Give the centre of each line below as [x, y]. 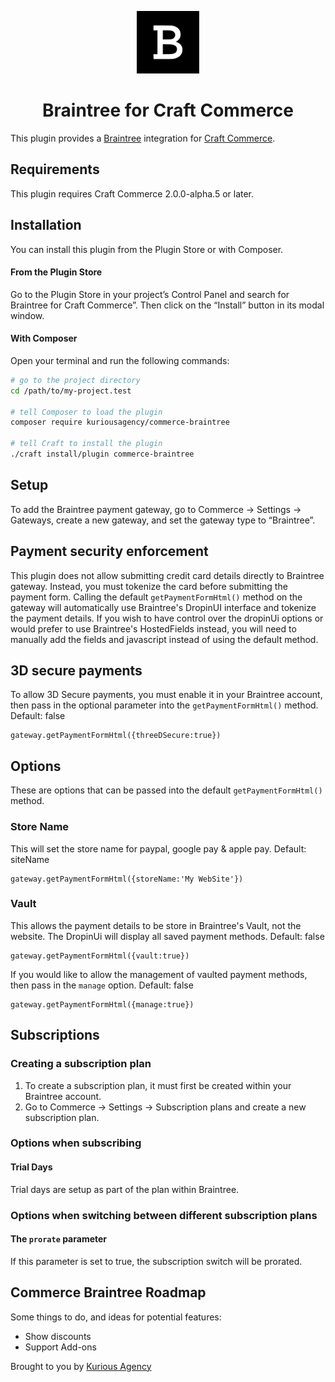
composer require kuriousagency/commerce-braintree [120, 422]
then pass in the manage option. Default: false [102, 985]
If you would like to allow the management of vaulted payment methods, [159, 974]
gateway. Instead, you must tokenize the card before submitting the [149, 586]
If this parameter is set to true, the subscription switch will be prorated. [156, 1261]
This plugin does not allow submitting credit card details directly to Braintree [167, 575]
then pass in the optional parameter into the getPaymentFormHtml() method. [164, 705]
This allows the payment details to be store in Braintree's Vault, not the [156, 925]
